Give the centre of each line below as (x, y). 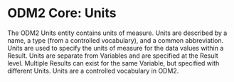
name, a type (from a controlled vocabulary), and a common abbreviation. (116, 40)
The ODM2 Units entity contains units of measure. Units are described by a (117, 33)
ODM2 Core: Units (62, 13)
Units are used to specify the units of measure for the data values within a (116, 48)
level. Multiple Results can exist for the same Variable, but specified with (113, 63)
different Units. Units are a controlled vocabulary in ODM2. (93, 71)
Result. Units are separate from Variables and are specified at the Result (113, 56)
